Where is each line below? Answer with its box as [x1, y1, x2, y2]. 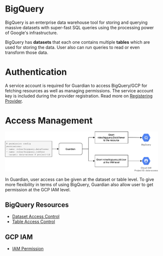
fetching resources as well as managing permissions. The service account [5, 87, 154, 93]
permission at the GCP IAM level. [5, 187, 71, 192]
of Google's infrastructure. [5, 30, 58, 35]
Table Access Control [12, 219, 55, 224]
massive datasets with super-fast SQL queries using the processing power [5, 24, 154, 30]
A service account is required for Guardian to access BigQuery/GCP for [5, 83, 147, 88]
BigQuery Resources [5, 201, 69, 209]
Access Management [5, 115, 93, 126]
